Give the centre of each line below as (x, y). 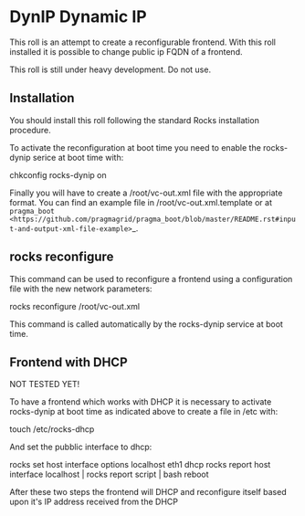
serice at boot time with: (78, 157)
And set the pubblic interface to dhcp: (81, 447)
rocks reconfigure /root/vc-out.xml (74, 306)
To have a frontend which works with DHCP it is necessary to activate (141, 402)
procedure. (31, 130)
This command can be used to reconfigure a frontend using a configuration (151, 279)
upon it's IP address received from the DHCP (94, 502)
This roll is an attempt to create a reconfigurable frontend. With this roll (143, 42)
